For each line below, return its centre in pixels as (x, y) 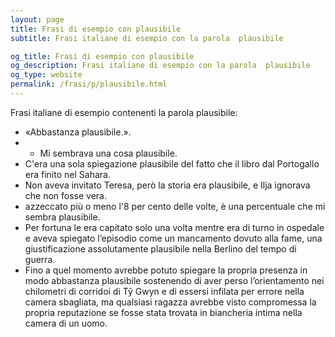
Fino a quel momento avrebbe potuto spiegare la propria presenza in (166, 270)
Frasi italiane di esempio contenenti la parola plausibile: (124, 112)
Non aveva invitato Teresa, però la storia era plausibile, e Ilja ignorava (167, 185)
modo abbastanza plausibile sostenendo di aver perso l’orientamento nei (174, 280)
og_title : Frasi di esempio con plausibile (102, 56)
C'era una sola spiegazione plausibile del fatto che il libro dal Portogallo (172, 163)
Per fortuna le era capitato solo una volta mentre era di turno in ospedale (174, 227)
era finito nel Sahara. (67, 174)
